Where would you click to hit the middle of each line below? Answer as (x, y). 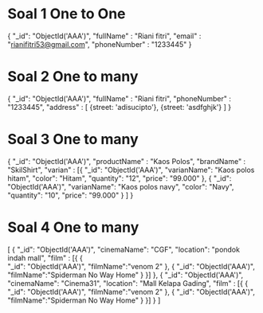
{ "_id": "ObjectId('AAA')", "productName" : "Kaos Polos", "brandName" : (127, 161)
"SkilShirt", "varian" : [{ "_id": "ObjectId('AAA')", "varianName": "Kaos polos (131, 170)
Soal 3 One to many (73, 139)
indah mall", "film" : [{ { (45, 258)
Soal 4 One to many (73, 227)
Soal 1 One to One (67, 14)
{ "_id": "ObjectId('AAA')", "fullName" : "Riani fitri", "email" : (104, 36)
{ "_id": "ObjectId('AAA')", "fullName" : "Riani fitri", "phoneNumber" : (120, 98)
